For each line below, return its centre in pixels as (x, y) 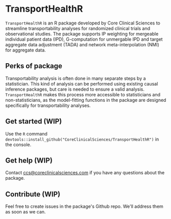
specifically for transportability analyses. (48, 105)
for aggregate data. (26, 50)
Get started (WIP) (34, 121)
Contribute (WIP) (33, 194)
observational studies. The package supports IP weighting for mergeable (82, 34)
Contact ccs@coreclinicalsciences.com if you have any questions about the (85, 173)
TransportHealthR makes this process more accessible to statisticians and (83, 94)
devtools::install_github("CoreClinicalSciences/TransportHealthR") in (82, 139)
